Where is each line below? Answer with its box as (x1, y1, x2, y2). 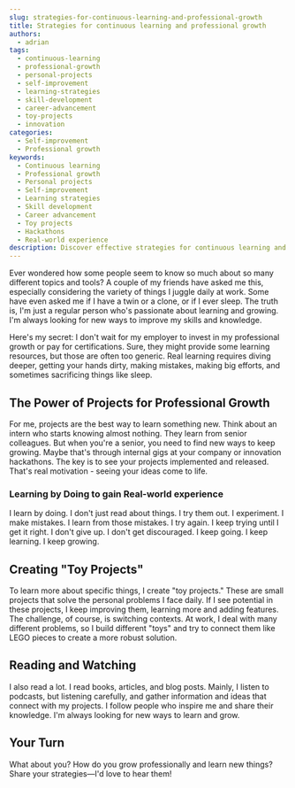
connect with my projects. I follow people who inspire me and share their (9, 700, 274, 711)
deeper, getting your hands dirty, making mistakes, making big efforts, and (9, 360, 281, 371)
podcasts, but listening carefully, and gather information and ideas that (9, 691, 267, 701)
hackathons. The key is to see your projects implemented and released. (9, 456, 269, 467)
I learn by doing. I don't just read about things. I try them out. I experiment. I (9, 508, 284, 519)
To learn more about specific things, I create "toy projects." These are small (9, 585, 284, 596)
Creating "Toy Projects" (9, 561, 144, 576)
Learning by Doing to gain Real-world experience (9, 488, 223, 500)
